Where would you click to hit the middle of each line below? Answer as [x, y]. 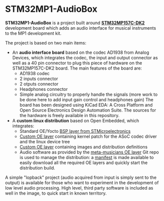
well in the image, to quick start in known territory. [56, 193]
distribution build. [37, 168]
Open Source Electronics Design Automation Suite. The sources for [88, 110]
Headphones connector [44, 89]
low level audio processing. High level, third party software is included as [79, 188]
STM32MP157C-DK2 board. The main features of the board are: [77, 68]
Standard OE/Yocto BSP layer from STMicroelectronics [75, 131]
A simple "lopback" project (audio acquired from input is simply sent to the [81, 177]
